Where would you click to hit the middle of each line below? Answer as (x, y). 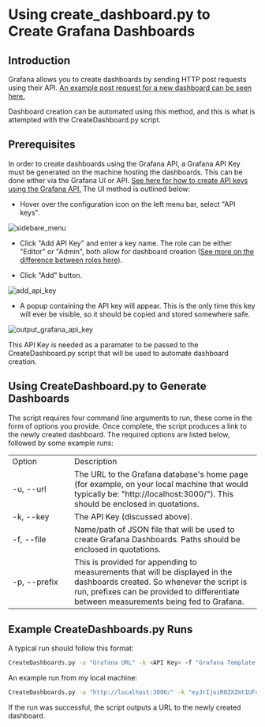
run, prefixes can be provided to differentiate (157, 591)
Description (96, 461)
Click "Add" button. (51, 275)
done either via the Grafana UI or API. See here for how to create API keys (128, 180)
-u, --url (29, 489)
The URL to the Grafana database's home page (161, 474)
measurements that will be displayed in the (153, 571)
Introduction (39, 60)
